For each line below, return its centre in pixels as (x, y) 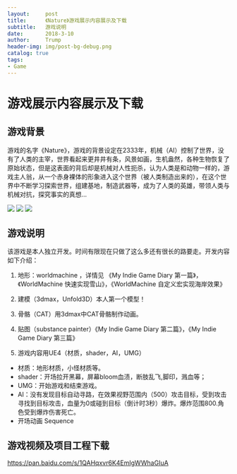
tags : (15, 60)
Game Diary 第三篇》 (48, 338)
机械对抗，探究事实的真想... (47, 194)
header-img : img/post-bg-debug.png (60, 47)
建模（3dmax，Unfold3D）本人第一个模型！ (81, 299)
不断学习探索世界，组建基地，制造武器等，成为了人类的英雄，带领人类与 (124, 185)
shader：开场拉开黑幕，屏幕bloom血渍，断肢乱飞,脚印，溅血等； (112, 377)
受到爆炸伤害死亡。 (51, 412)
